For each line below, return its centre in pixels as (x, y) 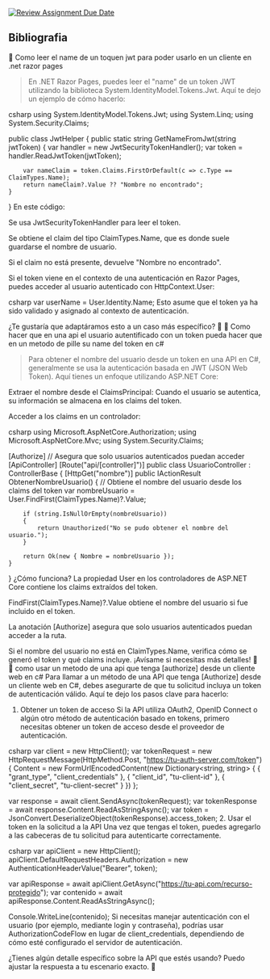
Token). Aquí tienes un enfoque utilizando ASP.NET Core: (123, 376)
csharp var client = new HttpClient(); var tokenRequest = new (110, 750)
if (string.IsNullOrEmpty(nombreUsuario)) (95, 514)
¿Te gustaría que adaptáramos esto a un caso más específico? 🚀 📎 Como (130, 326)
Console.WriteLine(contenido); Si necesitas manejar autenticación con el (129, 916)
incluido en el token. (42, 611)
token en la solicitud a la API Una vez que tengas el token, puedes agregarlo (135, 826)
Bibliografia (38, 38)
